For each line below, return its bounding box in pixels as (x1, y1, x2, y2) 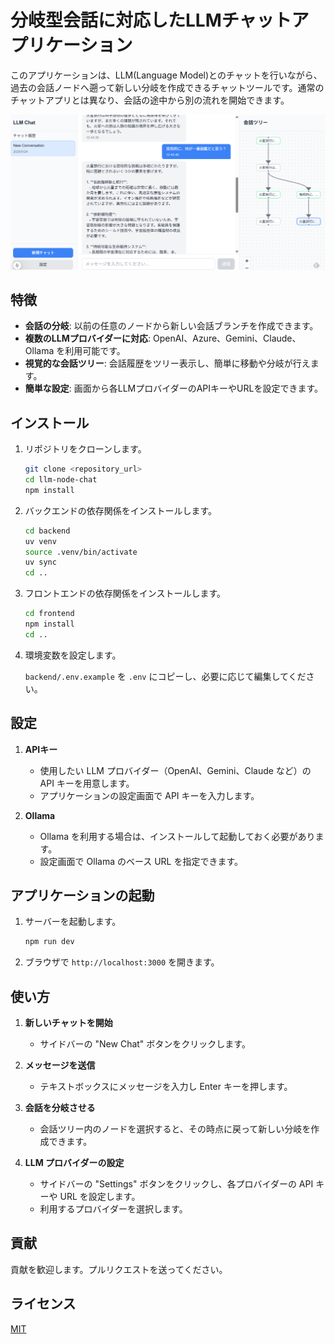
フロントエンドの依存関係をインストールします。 (24, 587, 227, 600)
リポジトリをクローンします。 (24, 443, 147, 455)
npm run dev (24, 937, 75, 947)
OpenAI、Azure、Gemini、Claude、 (153, 332, 302, 345)
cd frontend (24, 609, 75, 619)
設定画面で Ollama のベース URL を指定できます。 (39, 855, 244, 867)
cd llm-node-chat (24, 475, 98, 485)
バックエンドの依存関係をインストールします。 (24, 504, 218, 516)
